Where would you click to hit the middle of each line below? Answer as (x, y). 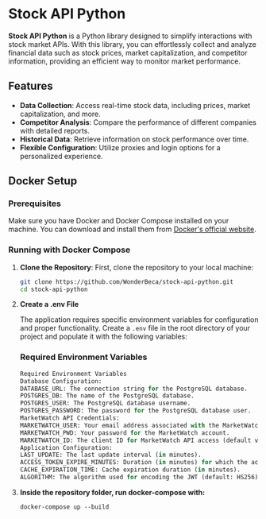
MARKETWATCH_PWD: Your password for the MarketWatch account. (125, 433)
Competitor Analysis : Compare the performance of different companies (138, 122)
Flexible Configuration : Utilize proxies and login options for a (120, 147)
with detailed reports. (54, 130)
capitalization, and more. (60, 114)
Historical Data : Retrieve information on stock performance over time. (134, 139)
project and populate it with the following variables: (104, 337)
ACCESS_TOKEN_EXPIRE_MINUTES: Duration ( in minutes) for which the (133, 463)
